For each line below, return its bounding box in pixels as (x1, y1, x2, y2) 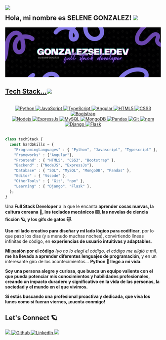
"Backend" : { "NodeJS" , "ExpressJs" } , (14, 163, 94, 168)
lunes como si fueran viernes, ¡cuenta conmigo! (5, 298, 105, 304)
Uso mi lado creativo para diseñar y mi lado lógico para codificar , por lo (5, 227, 154, 233)
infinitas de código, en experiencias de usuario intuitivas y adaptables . (5, 238, 152, 244)
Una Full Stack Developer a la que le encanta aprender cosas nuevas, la (5, 203, 154, 209)
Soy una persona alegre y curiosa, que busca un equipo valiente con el (5, 268, 153, 274)
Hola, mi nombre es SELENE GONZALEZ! (5, 14, 132, 22)
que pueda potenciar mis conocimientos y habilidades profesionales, (5, 273, 150, 279)
